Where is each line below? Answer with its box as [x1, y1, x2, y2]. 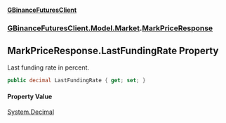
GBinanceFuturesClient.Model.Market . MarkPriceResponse [7, 23, 213, 33]
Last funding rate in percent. [7, 63, 90, 72]
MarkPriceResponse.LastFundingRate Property [7, 44, 219, 56]
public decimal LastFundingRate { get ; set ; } [7, 77, 146, 84]
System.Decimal [7, 108, 55, 116]
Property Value [7, 92, 53, 101]
